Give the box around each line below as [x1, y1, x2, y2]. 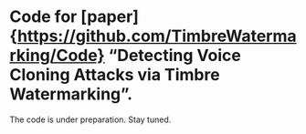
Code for [9, 6, 78, 27]
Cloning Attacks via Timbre [9, 65, 221, 86]
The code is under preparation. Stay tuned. [9, 114, 172, 125]
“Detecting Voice [108, 46, 242, 66]
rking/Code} [9, 46, 105, 66]
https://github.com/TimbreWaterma [16, 26, 297, 46]
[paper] [80, 6, 140, 27]
